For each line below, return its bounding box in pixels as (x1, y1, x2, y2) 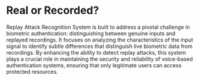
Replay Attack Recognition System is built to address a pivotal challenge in (6, 23, 190, 31)
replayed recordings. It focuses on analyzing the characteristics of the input (6, 36, 194, 43)
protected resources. (6, 68, 58, 75)
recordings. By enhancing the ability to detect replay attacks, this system (6, 49, 186, 56)
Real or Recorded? (6, 4, 99, 17)
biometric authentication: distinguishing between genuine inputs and (6, 29, 176, 37)
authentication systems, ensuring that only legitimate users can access (6, 61, 182, 69)
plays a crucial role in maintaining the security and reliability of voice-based (6, 55, 193, 62)
